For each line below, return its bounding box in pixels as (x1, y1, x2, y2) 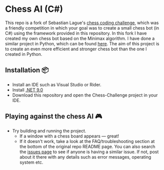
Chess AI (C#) (5, 3, 63, 15)
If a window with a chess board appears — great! (19, 133, 119, 139)
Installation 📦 (5, 66, 49, 74)
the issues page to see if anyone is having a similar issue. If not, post (19, 149, 159, 155)
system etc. (19, 159, 43, 165)
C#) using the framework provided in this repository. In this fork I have (5, 30, 147, 36)
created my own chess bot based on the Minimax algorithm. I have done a (5, 35, 155, 41)
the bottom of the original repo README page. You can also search (19, 143, 156, 149)
